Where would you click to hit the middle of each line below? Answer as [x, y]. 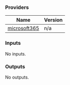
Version [53, 20]
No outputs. [17, 77]
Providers [17, 7]
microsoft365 [23, 28]
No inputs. [16, 54]
